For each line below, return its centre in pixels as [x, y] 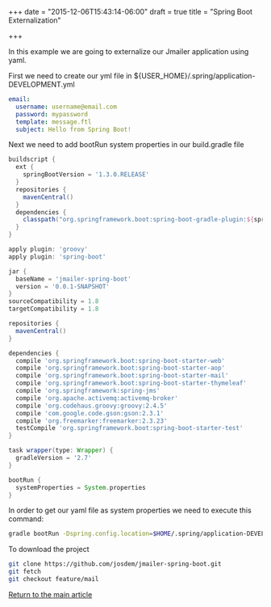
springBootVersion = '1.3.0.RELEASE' [86, 175]
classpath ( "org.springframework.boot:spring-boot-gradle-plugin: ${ [138, 220]
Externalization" [35, 20]
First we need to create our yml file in [70, 76]
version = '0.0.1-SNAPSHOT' [63, 286]
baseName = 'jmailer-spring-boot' [73, 279]
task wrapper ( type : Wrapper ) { [61, 451]
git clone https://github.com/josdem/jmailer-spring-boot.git [115, 564]
